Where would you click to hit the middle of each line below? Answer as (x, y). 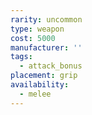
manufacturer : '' (46, 47)
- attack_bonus (51, 66)
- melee (35, 94)
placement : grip (44, 76)
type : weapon (37, 29)
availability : (40, 85)
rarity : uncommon (46, 19)
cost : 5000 (33, 38)
